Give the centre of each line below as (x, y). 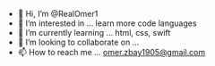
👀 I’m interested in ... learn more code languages (107, 23)
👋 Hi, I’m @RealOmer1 (58, 14)
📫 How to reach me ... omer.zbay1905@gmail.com (112, 52)
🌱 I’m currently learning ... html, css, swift (94, 33)
